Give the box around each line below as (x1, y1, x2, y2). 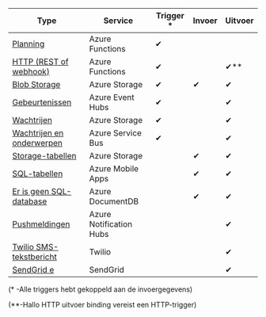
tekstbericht (12, 251, 57, 262)
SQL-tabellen (12, 168, 63, 179)
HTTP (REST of (12, 56, 69, 67)
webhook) (12, 67, 50, 77)
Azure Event (89, 92, 135, 102)
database (12, 196, 47, 207)
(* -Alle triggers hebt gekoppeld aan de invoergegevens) (8, 285, 193, 294)
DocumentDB (89, 196, 139, 207)
